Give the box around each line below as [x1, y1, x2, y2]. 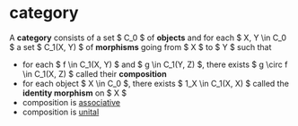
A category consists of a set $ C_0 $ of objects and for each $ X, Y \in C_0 [9, 32, 287, 43]
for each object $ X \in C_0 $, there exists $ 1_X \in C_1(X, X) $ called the [22, 78, 290, 88]
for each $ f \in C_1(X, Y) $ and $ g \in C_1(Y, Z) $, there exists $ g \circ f [22, 59, 288, 70]
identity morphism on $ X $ [22, 88, 127, 98]
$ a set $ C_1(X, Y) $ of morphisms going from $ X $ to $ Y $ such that [9, 41, 272, 52]
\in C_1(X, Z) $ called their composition [22, 68, 168, 79]
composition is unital [22, 106, 100, 117]
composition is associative [22, 97, 121, 107]
